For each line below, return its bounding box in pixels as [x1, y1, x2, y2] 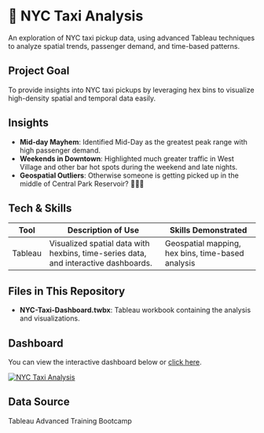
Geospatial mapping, [164, 238, 241, 249]
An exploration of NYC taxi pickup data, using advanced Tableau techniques [8, 33, 255, 42]
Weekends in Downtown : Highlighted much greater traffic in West [19, 153, 234, 163]
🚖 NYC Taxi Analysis [8, 7, 144, 25]
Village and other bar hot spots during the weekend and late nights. [19, 162, 238, 171]
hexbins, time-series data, [49, 248, 147, 259]
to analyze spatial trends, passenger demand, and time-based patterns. [8, 41, 240, 50]
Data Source [8, 395, 70, 409]
